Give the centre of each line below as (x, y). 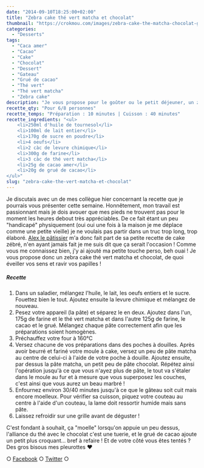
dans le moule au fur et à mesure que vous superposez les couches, (101, 377)
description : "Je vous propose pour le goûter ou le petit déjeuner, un (100, 102)
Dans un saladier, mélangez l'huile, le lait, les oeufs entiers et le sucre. (103, 293)
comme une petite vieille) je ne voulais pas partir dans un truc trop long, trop (102, 231)
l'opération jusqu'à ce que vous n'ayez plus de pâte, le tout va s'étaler (103, 370)
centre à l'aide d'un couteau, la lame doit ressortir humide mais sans (100, 403)
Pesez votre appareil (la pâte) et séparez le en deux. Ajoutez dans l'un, (104, 312)
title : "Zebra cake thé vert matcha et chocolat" (70, 18)
